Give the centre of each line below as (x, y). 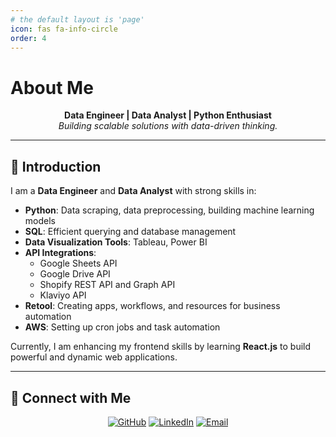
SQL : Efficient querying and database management (130, 232)
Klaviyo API (63, 295)
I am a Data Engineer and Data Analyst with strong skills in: (133, 191)
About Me (52, 87)
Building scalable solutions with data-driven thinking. (168, 126)
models (40, 221)
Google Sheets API (78, 263)
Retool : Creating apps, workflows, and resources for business (152, 306)
